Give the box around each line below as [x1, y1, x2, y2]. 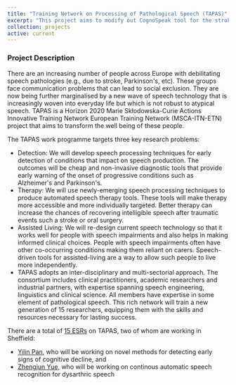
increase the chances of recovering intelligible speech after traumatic [17, 208, 219, 216]
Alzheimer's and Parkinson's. [17, 178, 103, 187]
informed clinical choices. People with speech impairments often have [17, 238, 221, 247]
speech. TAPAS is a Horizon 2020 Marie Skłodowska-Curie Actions [7, 106, 202, 115]
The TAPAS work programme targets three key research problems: [7, 135, 200, 143]
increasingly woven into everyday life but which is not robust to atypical [7, 99, 215, 107]
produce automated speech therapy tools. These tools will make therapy [17, 193, 228, 202]
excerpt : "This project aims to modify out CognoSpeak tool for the [7, 17, 212, 24]
